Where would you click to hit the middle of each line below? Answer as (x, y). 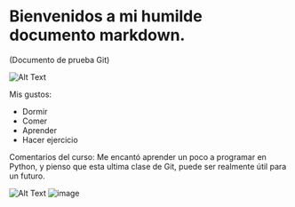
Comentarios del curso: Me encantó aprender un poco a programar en (138, 156)
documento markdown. (97, 35)
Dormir (35, 111)
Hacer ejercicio (50, 139)
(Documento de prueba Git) (60, 60)
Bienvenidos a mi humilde (106, 16)
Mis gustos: (30, 94)
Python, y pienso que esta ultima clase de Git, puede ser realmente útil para (148, 166)
